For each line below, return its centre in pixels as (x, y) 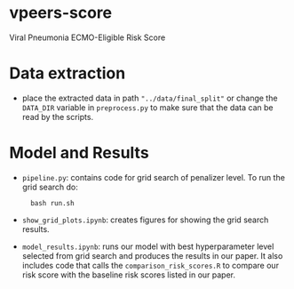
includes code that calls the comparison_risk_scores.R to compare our (151, 265)
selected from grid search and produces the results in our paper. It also (152, 255)
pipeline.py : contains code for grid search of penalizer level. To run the (154, 177)
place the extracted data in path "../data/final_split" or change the (150, 98)
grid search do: (50, 187)
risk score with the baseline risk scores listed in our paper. (129, 275)
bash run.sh (52, 203)
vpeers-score (61, 13)
